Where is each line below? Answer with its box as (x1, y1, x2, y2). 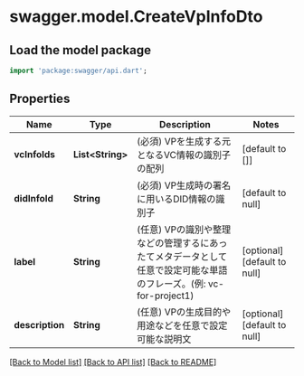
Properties (9, 91, 71, 107)
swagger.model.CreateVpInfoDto (9, 6, 263, 27)
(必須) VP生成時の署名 (137, 179, 232, 192)
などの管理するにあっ (137, 237, 228, 249)
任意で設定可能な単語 (137, 264, 228, 277)
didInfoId (14, 192, 54, 204)
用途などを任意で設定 (137, 319, 228, 332)
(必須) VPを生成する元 (137, 135, 232, 147)
